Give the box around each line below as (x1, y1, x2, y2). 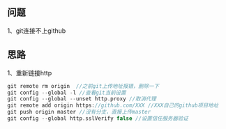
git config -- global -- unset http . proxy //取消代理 (7, 96, 157, 103)
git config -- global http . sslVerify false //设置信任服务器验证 (7, 115, 188, 122)
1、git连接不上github (7, 26, 66, 35)
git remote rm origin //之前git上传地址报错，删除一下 (7, 82, 159, 89)
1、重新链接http (7, 68, 52, 77)
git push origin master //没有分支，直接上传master (7, 109, 151, 116)
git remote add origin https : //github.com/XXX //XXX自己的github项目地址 (7, 102, 219, 109)
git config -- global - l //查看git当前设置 (7, 89, 126, 96)
